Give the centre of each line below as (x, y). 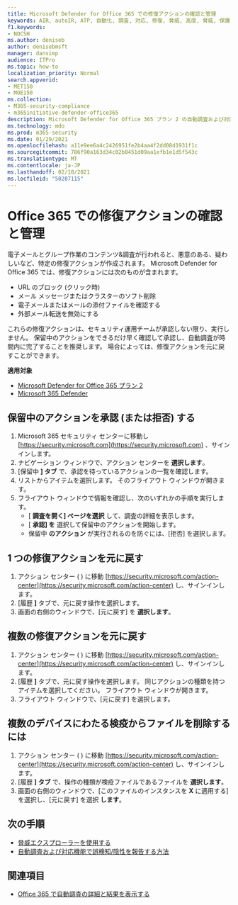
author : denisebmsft (38, 47)
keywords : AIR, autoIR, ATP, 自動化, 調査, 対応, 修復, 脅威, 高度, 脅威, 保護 (119, 21)
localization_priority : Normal (53, 73)
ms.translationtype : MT (42, 159)
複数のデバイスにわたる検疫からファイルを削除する (119, 724)
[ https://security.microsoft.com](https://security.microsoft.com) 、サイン (124, 445)
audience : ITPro (31, 60)
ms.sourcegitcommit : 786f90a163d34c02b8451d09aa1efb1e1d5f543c (103, 152)
